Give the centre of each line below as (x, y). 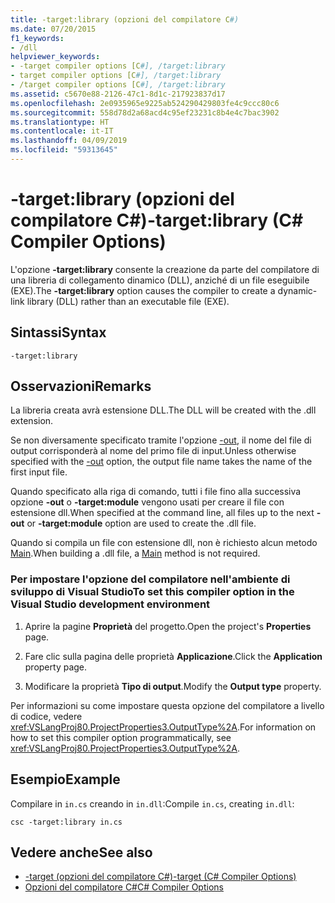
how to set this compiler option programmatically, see (121, 737)
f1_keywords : (37, 38)
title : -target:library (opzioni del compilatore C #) (125, 19)
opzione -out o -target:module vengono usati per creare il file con (147, 502)
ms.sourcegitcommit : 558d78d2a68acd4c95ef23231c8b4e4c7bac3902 (145, 112)
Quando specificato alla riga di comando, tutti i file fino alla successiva (156, 492)
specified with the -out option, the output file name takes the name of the (161, 462)
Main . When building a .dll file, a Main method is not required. (135, 553)
